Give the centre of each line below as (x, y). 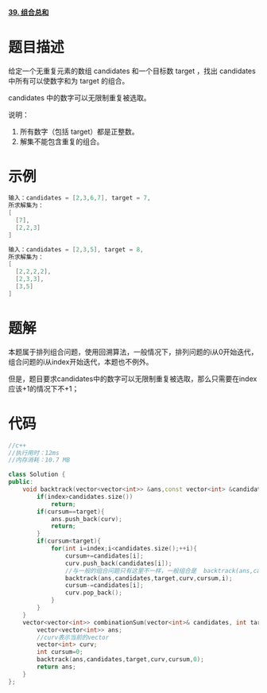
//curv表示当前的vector (73, 637)
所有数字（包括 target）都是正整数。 (79, 131)
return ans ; (57, 667)
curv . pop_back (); (94, 593)
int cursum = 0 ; (60, 652)
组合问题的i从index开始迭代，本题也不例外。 (81, 361)
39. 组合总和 (29, 12)
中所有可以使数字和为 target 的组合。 (69, 80)
